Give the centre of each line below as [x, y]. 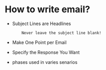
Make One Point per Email [39, 42]
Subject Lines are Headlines [42, 24]
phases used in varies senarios [45, 62]
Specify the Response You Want [46, 52]
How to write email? [47, 9]
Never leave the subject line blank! [61, 33]
